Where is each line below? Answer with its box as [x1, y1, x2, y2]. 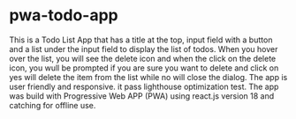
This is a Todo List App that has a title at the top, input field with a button [9, 34, 273, 45]
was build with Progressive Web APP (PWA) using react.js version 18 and [9, 90, 275, 101]
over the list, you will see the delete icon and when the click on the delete [9, 53, 277, 63]
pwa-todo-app [9, 5, 118, 26]
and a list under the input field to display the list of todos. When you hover [9, 43, 278, 54]
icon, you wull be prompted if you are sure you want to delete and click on [9, 63, 279, 73]
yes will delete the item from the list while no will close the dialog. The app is [9, 71, 288, 82]
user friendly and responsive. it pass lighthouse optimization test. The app [9, 81, 279, 92]
